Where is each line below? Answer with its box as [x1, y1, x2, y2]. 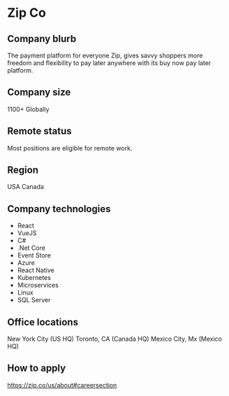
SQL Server [17, 296, 51, 304]
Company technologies [7, 203, 111, 215]
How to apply [7, 362, 66, 374]
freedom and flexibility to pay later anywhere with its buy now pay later [7, 59, 212, 67]
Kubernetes [17, 274, 51, 282]
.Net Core [17, 243, 45, 253]
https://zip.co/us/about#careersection [7, 381, 117, 389]
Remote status [7, 125, 72, 137]
